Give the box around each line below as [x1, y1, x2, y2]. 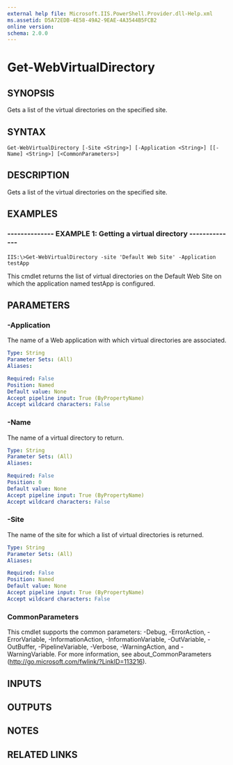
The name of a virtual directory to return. [7, 433, 124, 442]
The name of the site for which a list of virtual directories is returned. [7, 530, 204, 539]
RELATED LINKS [7, 748, 78, 760]
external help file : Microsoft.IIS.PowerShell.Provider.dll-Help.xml [7, 10, 214, 17]
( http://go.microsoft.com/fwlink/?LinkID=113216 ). [7, 658, 147, 666]
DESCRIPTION [7, 169, 70, 181]
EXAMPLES [7, 208, 58, 220]
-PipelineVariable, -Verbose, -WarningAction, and [38, 642, 179, 651]
